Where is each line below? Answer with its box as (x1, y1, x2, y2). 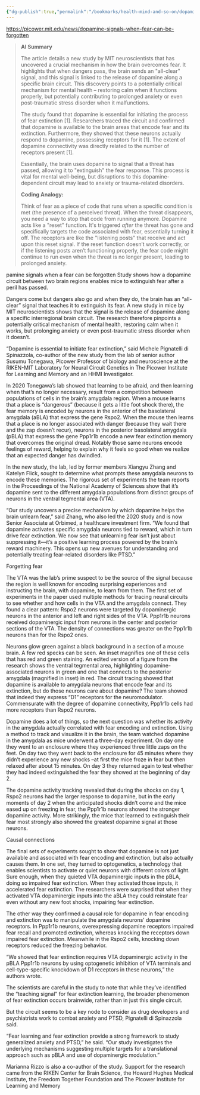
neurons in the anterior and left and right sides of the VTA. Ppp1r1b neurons (6, 612, 190, 619)
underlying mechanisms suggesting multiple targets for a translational (6, 1045, 177, 1052)
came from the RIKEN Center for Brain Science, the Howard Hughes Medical (6, 1069, 193, 1076)
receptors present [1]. (20, 149, 74, 156)
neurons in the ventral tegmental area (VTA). (6, 495, 115, 502)
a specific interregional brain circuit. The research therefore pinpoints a (6, 314, 181, 321)
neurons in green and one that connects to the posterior (34, 668, 171, 675)
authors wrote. (6, 972, 42, 979)
